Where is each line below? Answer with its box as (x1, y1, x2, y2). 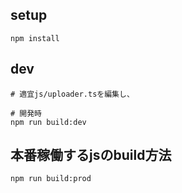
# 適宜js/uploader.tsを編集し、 (10, 89, 135, 99)
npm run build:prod (10, 174, 92, 184)
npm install (10, 33, 60, 43)
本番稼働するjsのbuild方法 (10, 147, 172, 164)
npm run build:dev (10, 117, 87, 127)
